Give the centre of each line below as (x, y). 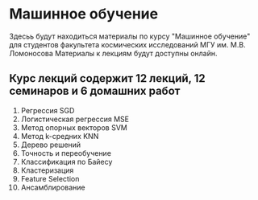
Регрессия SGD (48, 110)
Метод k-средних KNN (60, 136)
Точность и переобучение (66, 153)
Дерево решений (51, 145)
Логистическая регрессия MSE (75, 119)
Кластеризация (47, 170)
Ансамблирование (53, 187)
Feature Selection (50, 178)
